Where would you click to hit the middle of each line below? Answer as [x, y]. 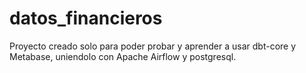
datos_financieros [86, 18]
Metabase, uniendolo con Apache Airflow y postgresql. [123, 56]
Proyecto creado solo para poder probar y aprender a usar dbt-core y [153, 46]
